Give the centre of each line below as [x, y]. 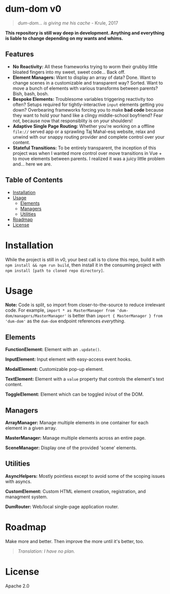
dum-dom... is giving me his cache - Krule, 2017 [68, 23]
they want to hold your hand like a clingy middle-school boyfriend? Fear [88, 115]
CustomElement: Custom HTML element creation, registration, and [76, 491]
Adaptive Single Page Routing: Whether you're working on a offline [83, 126]
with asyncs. [19, 481]
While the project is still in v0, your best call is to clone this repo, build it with [85, 259]
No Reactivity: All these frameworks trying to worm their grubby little [85, 66]
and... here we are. [32, 164]
